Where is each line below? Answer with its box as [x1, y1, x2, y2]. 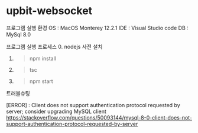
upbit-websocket [6, 4, 93, 18]
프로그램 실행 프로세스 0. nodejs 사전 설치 [6, 43, 103, 50]
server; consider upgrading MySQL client [6, 108, 106, 115]
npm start [29, 78, 53, 85]
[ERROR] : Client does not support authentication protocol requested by [6, 101, 180, 108]
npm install [29, 55, 56, 62]
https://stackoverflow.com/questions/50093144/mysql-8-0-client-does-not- [6, 114, 193, 121]
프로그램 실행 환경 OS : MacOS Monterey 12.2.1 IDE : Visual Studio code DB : [6, 24, 189, 31]
